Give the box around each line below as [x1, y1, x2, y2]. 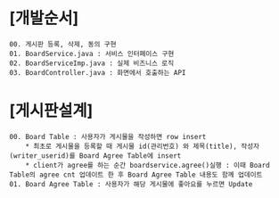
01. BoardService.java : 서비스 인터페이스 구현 [9, 49, 175, 58]
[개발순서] [9, 8, 79, 29]
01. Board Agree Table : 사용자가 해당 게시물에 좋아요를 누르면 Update [9, 179, 253, 188]
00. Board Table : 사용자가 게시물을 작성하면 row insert [9, 132, 207, 141]
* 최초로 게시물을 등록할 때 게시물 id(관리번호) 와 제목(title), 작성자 [25, 142, 260, 151]
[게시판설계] [9, 101, 94, 121]
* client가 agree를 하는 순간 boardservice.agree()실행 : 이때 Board [25, 161, 270, 169]
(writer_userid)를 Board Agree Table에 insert [9, 151, 182, 161]
